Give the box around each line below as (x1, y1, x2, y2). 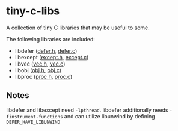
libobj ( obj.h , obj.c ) (14, 66, 62, 73)
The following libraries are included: (6, 35, 95, 43)
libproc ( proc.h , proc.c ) (14, 73, 73, 80)
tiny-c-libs (6, 4, 60, 18)
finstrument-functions (6, 114, 63, 120)
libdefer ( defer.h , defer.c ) (14, 47, 78, 55)
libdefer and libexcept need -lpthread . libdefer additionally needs (6, 106, 168, 114)
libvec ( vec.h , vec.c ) (14, 60, 66, 67)
